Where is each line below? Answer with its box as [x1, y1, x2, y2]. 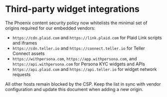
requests [12, 71, 31, 77]
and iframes [12, 40, 37, 46]
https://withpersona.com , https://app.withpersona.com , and [12, 55, 137, 61]
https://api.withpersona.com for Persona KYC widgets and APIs [12, 61, 146, 67]
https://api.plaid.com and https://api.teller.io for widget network [12, 66, 157, 72]
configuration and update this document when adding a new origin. [5, 86, 144, 92]
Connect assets [12, 50, 45, 56]
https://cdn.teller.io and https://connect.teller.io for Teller [12, 45, 146, 51]
